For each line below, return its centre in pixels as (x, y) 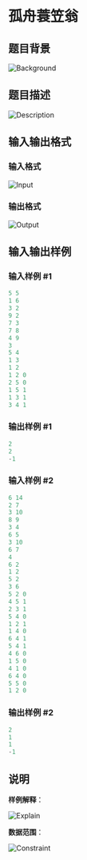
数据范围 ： (26, 832)
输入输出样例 (40, 252)
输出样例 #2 (31, 713)
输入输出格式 (40, 142)
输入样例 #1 (30, 276)
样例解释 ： (26, 799)
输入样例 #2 (31, 481)
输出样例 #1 (30, 426)
